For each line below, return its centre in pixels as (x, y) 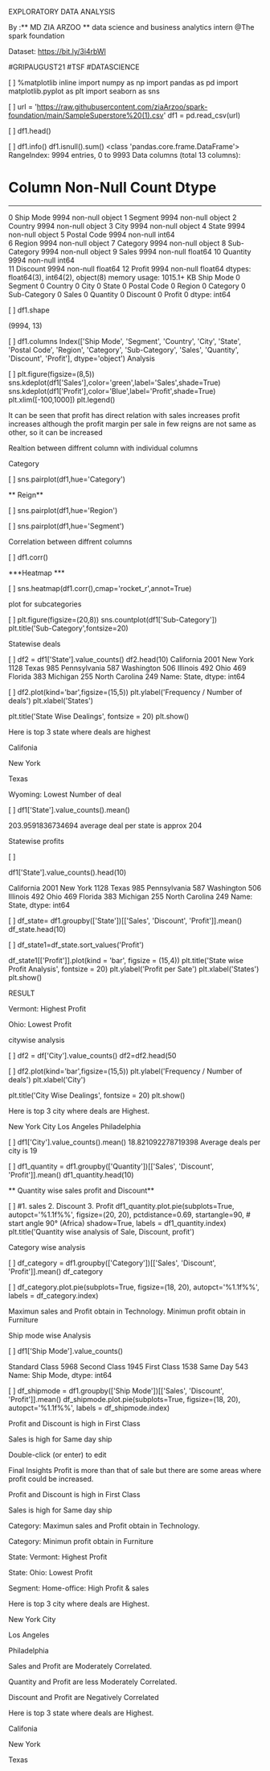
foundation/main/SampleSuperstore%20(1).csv (86, 115)
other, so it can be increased (55, 432)
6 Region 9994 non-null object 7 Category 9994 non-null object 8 (117, 243)
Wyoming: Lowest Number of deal (65, 794)
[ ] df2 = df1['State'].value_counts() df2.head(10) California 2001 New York (131, 659)
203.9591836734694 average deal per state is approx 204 (105, 826)
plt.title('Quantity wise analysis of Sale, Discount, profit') (102, 1231)
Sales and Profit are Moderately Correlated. (80, 1665)
